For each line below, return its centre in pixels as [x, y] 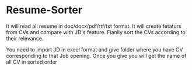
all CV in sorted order [32, 62]
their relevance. [25, 38]
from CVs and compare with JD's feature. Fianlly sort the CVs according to [96, 32]
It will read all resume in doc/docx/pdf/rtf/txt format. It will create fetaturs [94, 26]
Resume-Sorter [44, 10]
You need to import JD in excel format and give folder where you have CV [95, 49]
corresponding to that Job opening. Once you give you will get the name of [96, 56]
